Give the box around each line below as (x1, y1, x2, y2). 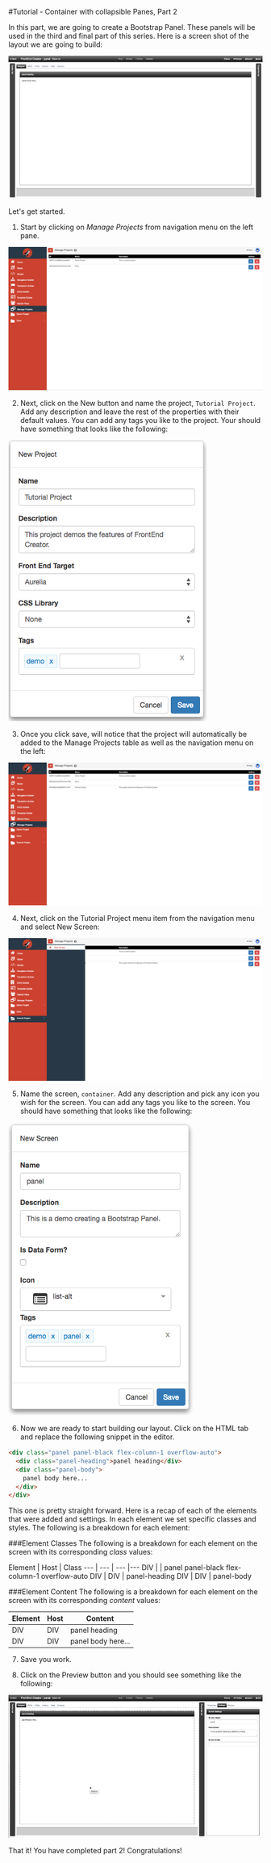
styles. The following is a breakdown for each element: (8, 1523, 191, 1533)
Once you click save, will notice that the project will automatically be (19, 729, 248, 739)
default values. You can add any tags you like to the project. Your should (19, 415, 261, 425)
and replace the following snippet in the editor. (19, 1432, 175, 1442)
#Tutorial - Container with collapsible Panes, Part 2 (8, 7, 177, 16)
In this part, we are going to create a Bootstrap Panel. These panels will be (8, 23, 256, 31)
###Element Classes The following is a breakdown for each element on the (8, 1539, 258, 1548)
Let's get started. (8, 207, 66, 216)
